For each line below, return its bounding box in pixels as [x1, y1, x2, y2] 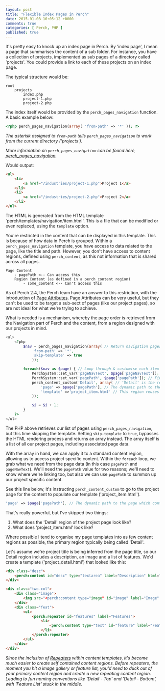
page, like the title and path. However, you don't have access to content [5, 248, 150, 254]
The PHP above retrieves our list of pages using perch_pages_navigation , [5, 425, 153, 431]
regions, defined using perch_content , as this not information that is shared [5, 253, 157, 259]
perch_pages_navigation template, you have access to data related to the [5, 243, 152, 249]
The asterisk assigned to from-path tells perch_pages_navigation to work [5, 133, 152, 138]
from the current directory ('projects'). [5, 138, 83, 144]
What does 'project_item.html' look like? [12, 524, 94, 530]
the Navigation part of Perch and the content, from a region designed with [5, 320, 155, 326]
